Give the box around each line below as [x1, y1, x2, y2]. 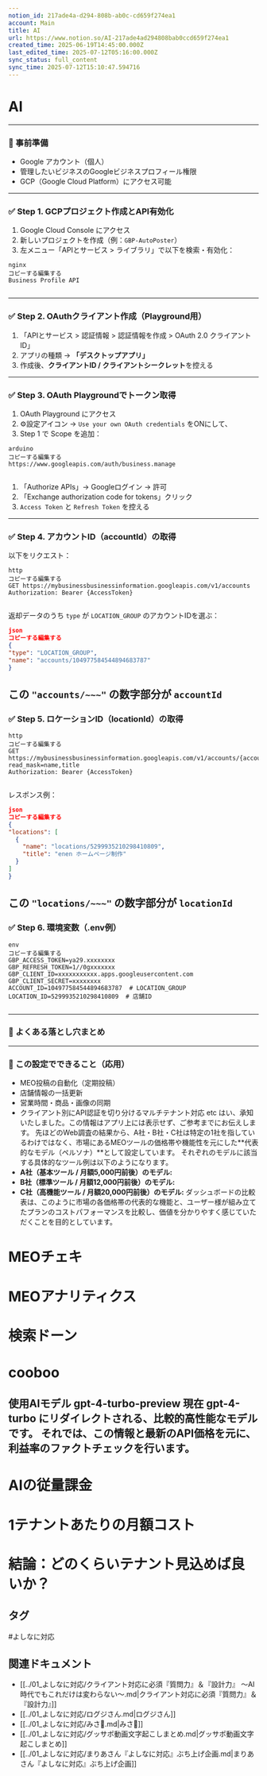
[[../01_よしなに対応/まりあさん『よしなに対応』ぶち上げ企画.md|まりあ [19, 1749, 254, 1759]
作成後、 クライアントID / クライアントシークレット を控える [19, 360, 214, 370]
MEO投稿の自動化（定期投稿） [19, 1078, 120, 1088]
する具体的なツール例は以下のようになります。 [19, 1158, 173, 1167]
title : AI [8, 26, 41, 34]
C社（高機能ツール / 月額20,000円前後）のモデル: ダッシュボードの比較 [19, 1187, 256, 1197]
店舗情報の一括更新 [19, 1088, 83, 1097]
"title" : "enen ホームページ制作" [22, 850, 127, 858]
